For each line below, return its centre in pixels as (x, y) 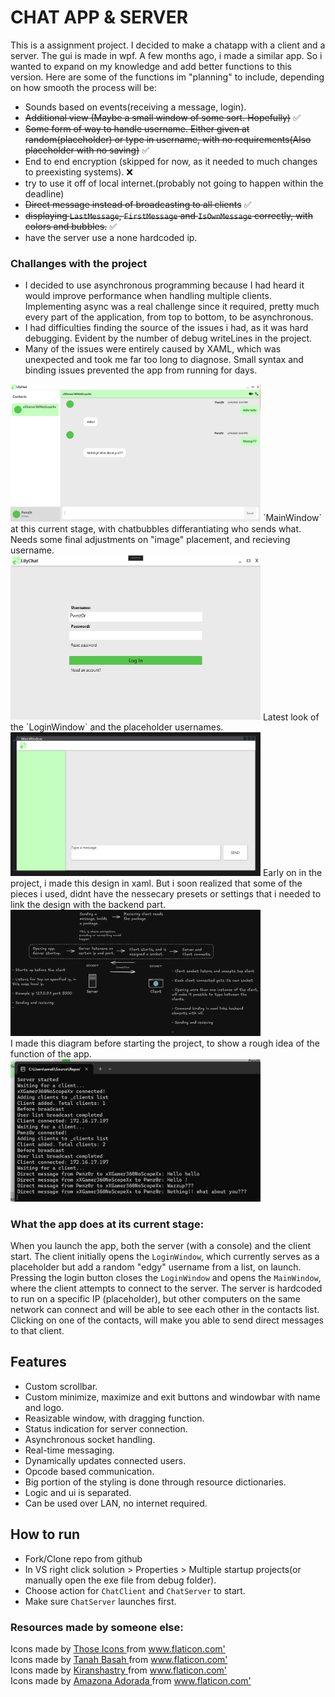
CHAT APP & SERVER (99, 17)
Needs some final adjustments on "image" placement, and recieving (150, 539)
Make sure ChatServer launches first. (100, 1601)
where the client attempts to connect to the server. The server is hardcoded (166, 1288)
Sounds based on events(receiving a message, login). (135, 107)
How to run (45, 1534)
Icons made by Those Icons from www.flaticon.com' (118, 1648)
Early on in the (292, 873)
